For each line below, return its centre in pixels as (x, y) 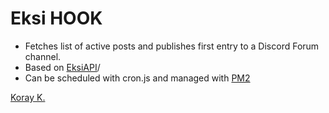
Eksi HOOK (56, 18)
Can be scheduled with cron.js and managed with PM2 (137, 78)
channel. (43, 56)
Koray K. (28, 97)
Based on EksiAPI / (62, 67)
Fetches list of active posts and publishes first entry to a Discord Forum (172, 46)
